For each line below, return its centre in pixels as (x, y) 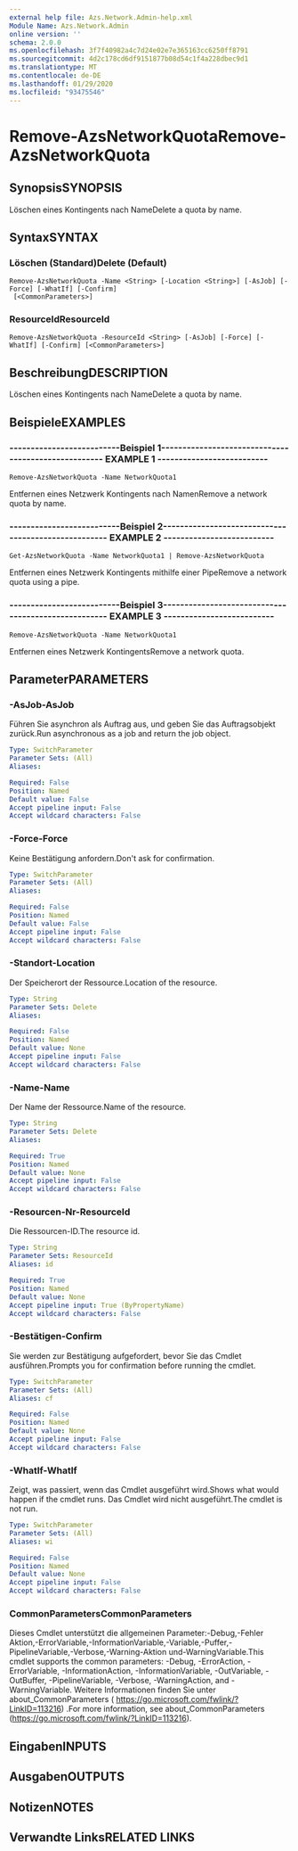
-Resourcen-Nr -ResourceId (70, 1212)
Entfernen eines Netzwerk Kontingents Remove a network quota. (127, 651)
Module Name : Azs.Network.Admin (69, 26)
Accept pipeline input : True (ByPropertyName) (97, 1305)
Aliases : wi (31, 1542)
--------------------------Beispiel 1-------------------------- (141, 448)
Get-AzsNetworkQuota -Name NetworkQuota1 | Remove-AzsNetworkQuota (137, 556)
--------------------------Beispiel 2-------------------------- (141, 526)
